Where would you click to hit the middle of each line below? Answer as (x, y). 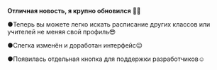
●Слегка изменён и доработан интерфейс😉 (75, 45)
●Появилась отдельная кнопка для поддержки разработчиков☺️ (106, 59)
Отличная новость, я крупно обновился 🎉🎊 (74, 11)
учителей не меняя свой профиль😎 (62, 32)
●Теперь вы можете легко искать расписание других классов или (109, 24)
